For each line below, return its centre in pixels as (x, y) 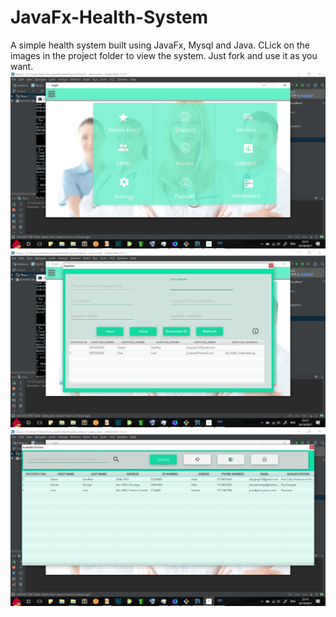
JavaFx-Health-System (109, 17)
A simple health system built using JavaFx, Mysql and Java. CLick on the (160, 45)
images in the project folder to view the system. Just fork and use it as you (164, 55)
